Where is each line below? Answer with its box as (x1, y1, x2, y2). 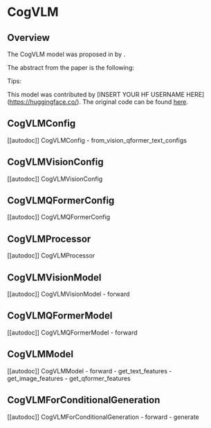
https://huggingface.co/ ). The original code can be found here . (9, 98, 189, 106)
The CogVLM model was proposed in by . (7, 50, 126, 58)
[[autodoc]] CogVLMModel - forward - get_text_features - (7, 366, 172, 375)
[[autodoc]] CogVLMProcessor (7, 251, 95, 260)
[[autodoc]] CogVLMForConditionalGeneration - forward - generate (7, 413, 199, 421)
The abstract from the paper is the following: (7, 64, 135, 71)
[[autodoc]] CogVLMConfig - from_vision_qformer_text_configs (7, 136, 187, 144)
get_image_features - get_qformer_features (7, 374, 131, 382)
